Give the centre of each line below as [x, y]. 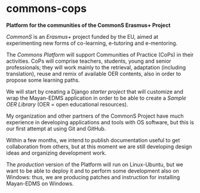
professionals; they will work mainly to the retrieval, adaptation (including [96, 67]
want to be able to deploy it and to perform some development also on [93, 171]
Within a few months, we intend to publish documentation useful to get [93, 140]
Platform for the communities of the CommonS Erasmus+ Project [88, 25]
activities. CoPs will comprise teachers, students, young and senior [89, 61]
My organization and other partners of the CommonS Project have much [95, 116]
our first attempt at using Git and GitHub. [56, 128]
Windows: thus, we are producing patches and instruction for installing [93, 177]
